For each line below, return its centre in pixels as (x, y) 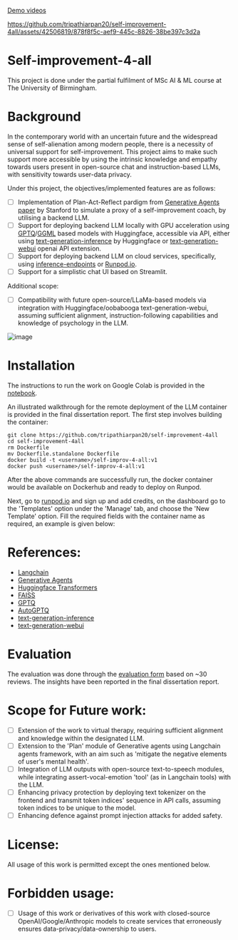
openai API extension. (69, 248)
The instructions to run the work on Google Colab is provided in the (106, 385)
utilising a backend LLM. (53, 218)
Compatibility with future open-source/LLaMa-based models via (112, 300)
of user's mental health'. (53, 762)
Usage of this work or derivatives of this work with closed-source (114, 914)
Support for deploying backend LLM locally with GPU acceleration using (124, 225)
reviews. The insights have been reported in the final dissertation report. (113, 682)
